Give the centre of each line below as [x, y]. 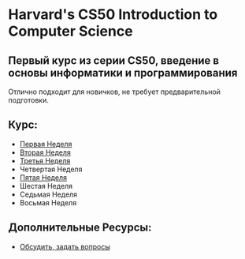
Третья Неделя [45, 160]
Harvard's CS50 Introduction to [113, 15]
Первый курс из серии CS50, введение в [113, 60]
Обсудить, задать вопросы [65, 246]
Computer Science [71, 31]
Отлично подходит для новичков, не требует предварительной [114, 92]
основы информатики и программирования [123, 73]
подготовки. [28, 100]
